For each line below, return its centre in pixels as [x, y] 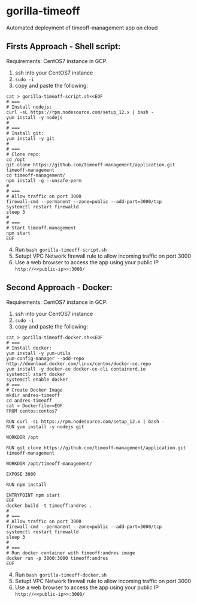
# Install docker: [29, 348]
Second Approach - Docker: [59, 287]
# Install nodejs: [29, 107]
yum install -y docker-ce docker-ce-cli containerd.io [76, 369]
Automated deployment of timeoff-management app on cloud [82, 28]
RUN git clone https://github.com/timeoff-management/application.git [96, 448]
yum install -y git [31, 138]
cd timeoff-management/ [36, 175]
